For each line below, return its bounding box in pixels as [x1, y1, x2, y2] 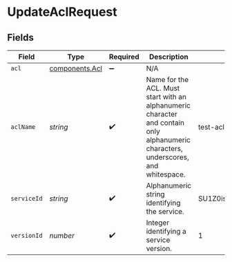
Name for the [146, 75, 188, 84]
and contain [146, 118, 185, 128]
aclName [10, 123, 36, 131]
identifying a [146, 227, 186, 236]
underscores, [146, 152, 189, 162]
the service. [146, 207, 184, 216]
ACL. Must [146, 83, 180, 93]
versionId [10, 232, 43, 239]
